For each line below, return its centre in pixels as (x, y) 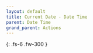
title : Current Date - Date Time (47, 17)
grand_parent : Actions (34, 28)
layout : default (26, 11)
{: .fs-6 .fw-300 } (27, 44)
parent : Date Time (28, 22)
